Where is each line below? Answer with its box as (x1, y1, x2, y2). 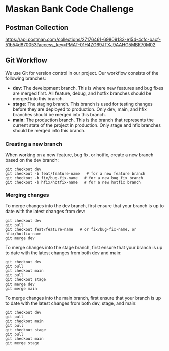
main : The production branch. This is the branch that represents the (12, 117, 154, 123)
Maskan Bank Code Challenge (5, 3, 134, 15)
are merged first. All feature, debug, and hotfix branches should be (12, 90, 152, 96)
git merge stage (5, 341, 39, 346)
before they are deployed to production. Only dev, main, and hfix (12, 106, 147, 112)
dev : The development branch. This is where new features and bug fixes (12, 85, 164, 91)
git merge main (5, 286, 37, 291)
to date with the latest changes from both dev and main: (5, 250, 122, 256)
